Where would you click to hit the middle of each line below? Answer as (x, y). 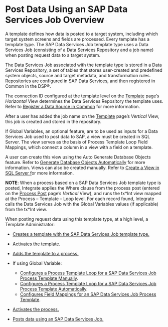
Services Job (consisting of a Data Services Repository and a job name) (79, 50)
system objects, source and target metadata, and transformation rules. (78, 75)
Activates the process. (36, 309)
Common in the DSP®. (28, 86)
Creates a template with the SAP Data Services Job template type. (81, 234)
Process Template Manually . (49, 278)
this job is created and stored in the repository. (53, 121)
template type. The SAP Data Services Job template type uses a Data (77, 44)
